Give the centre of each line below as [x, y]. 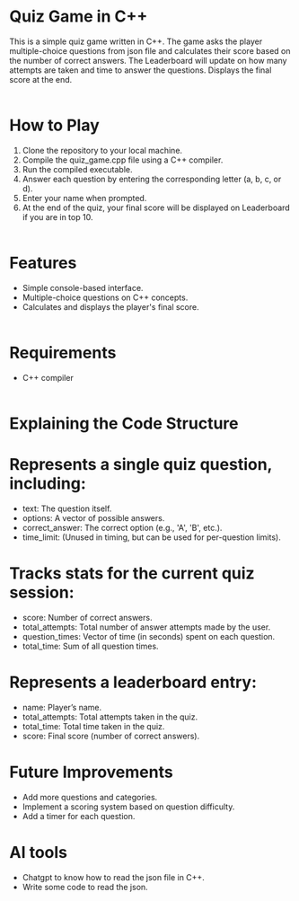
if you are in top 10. [57, 216]
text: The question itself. [67, 508]
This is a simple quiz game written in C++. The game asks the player [136, 41]
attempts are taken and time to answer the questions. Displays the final [141, 70]
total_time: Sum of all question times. [90, 646]
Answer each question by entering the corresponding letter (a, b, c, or [152, 179]
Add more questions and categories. [90, 797]
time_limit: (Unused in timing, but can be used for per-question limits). [151, 537]
